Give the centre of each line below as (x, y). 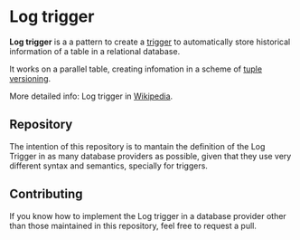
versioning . (30, 78)
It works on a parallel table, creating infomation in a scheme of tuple (136, 69)
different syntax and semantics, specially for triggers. (108, 166)
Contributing (46, 194)
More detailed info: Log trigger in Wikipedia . (91, 96)
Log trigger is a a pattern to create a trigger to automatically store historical (150, 42)
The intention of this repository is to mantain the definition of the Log (137, 146)
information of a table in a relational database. (95, 51)
